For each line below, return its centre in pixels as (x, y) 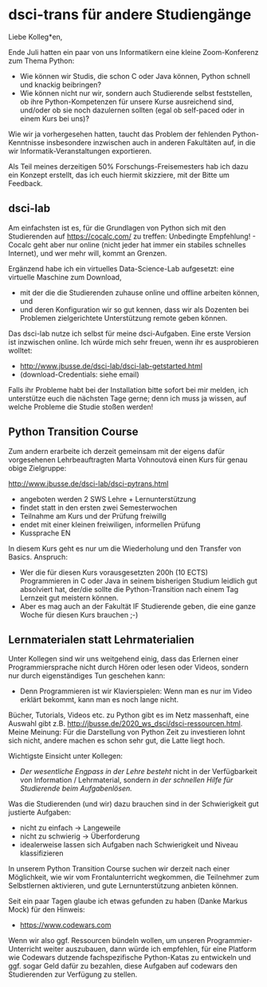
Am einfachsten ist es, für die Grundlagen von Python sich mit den (117, 227)
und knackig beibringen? (61, 85)
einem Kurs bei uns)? (55, 118)
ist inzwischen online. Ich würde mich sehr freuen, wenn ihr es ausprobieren (133, 342)
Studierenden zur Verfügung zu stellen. (73, 974)
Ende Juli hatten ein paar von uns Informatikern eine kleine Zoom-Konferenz (133, 52)
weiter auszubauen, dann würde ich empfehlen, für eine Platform (150, 949)
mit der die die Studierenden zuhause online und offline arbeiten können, (139, 292)
